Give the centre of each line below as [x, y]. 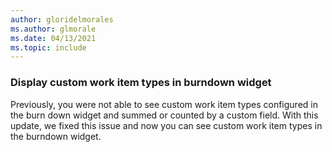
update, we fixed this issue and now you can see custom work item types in [166, 125]
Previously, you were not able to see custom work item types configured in [164, 104]
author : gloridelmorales [62, 19]
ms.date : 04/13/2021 [53, 38]
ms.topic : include [48, 47]
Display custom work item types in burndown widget [141, 83]
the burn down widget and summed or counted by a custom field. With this [164, 115]
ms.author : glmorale [53, 29]
